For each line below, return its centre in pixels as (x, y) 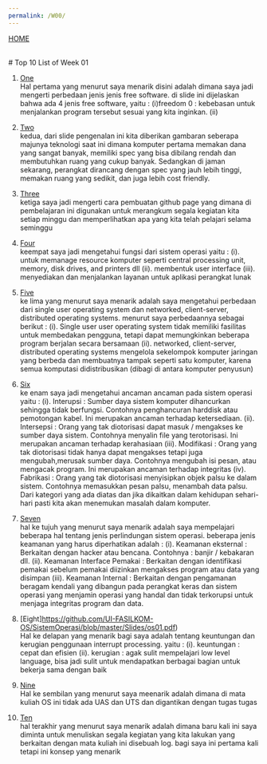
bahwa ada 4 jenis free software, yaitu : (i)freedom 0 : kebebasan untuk (137, 103)
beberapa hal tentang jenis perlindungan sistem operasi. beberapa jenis (137, 535)
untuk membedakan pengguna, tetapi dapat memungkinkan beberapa (134, 334)
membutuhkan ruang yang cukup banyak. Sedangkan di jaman (122, 161)
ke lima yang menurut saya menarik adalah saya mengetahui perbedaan (138, 301)
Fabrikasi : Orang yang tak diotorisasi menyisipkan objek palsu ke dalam (138, 477)
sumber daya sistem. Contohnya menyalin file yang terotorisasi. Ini (129, 435)
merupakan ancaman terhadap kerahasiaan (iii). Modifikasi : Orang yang (138, 443)
